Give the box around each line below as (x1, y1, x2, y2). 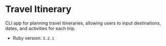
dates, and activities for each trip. (5, 25, 76, 31)
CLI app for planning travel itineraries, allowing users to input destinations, (5, 20, 161, 26)
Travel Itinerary (5, 3, 72, 15)
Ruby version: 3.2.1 (12, 35, 54, 41)
